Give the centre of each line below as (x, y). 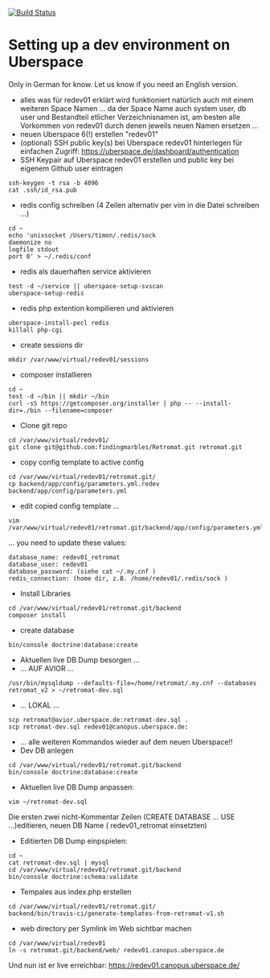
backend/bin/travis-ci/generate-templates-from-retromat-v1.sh (117, 914)
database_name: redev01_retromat (64, 557)
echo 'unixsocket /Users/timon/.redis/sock (82, 235)
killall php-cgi (35, 330)
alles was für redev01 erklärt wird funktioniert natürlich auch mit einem (137, 100)
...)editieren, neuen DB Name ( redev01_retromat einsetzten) (108, 825)
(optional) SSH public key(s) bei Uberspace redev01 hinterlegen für (131, 142)
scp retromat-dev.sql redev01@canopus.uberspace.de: (98, 727)
